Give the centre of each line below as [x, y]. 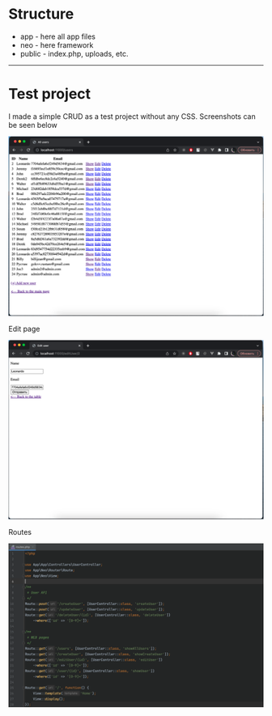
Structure [41, 14]
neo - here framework [57, 44]
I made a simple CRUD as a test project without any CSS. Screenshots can [132, 116]
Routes [20, 532]
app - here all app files [57, 36]
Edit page [24, 328]
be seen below [33, 125]
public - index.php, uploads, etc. [74, 53]
